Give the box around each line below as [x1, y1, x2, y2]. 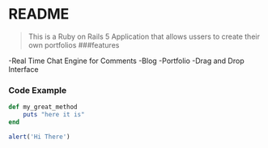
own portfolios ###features [28, 40, 120, 49]
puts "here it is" [23, 111, 85, 119]
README [8, 5, 70, 23]
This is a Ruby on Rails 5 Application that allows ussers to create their [28, 32, 261, 41]
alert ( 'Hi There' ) [8, 133, 70, 141]
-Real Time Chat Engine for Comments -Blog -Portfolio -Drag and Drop [8, 56, 245, 66]
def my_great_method [8, 103, 79, 112]
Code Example [8, 84, 67, 95]
